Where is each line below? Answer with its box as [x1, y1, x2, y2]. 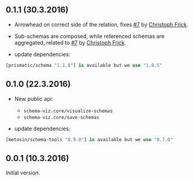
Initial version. [5, 169, 40, 177]
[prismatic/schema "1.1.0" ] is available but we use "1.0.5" [5, 62, 163, 68]
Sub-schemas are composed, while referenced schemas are [14, 33, 165, 40]
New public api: [14, 95, 54, 102]
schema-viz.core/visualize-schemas [23, 108, 113, 114]
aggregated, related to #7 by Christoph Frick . [14, 39, 127, 46]
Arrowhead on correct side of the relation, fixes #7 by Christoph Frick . [14, 21, 189, 28]
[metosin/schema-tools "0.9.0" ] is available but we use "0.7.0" [5, 136, 173, 142]
